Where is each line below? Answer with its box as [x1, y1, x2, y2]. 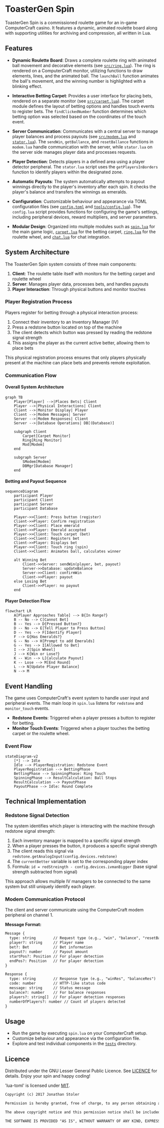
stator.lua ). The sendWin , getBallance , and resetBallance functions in [12, 139, 154, 144]
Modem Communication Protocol [5, 896, 85, 903]
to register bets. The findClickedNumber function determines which [12, 108, 146, 114]
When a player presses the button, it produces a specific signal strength [12, 843, 157, 849]
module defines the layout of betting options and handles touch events [12, 103, 155, 109]
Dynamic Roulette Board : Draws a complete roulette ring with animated [12, 57, 157, 63]
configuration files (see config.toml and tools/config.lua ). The [12, 203, 141, 209]
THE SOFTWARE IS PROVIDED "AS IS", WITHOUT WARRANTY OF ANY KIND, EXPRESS [5, 1118, 161, 1124]
